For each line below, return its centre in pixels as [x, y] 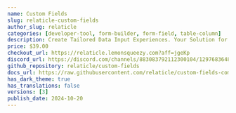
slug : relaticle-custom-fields [53, 20]
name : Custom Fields [38, 14]
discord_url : [26, 60]
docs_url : [22, 72]
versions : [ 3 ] [28, 92]
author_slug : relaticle [42, 27]
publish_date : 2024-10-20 [45, 99]
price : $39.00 [28, 46]
